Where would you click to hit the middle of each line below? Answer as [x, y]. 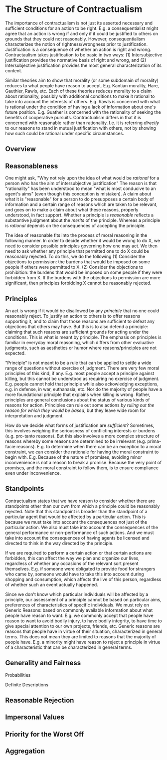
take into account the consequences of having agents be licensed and [77, 538]
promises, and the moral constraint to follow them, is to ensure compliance [82, 468]
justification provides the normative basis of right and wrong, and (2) [76, 60]
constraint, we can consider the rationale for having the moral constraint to [82, 452]
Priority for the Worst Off [45, 734]
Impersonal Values [35, 717]
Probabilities [18, 675]
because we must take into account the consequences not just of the [76, 522]
